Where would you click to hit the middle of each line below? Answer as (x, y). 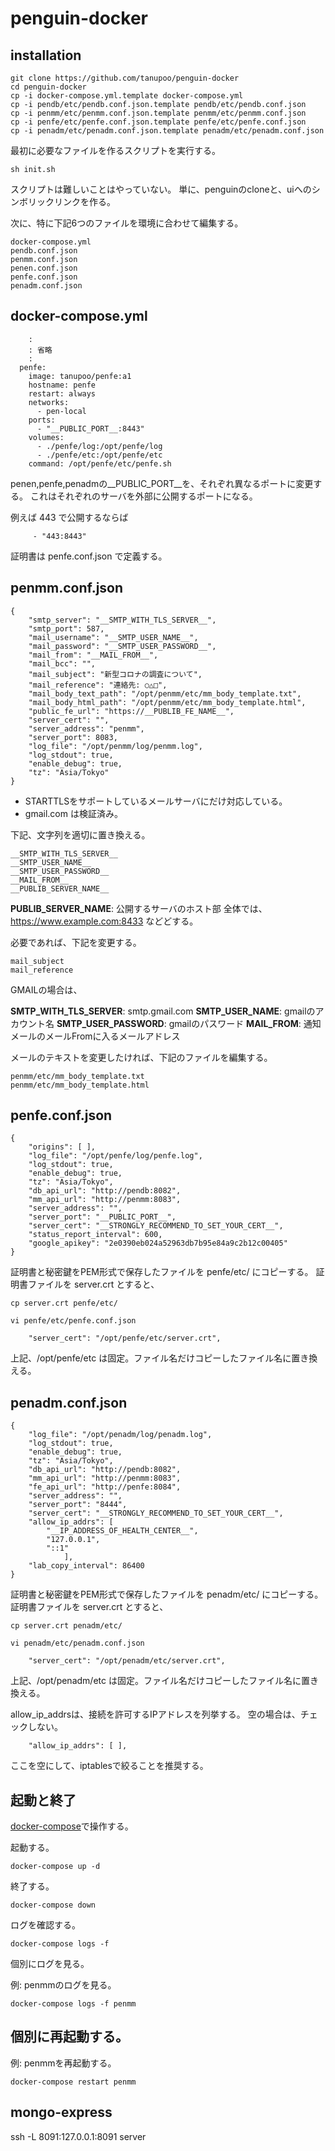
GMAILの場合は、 (46, 989)
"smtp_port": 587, (66, 628)
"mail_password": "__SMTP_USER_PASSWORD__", (122, 646)
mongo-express (61, 2112)
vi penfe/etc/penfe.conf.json (73, 1321)
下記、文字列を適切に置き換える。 (80, 834)
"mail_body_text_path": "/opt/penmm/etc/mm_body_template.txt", (165, 693)
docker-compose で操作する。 (72, 1826)
